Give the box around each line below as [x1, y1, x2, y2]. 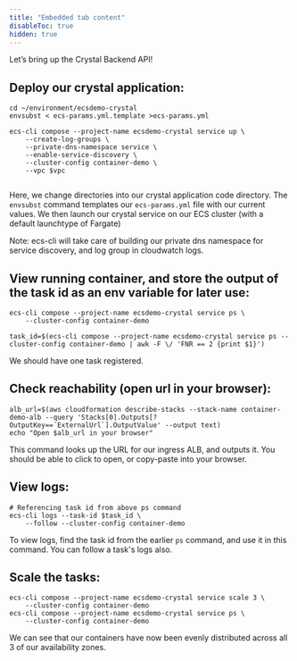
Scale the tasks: [9, 570, 101, 585]
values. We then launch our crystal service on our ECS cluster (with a [9, 209, 264, 220]
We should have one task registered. [9, 356, 144, 366]
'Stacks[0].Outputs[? [77, 413, 158, 422]
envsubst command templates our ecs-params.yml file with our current [9, 199, 266, 210]
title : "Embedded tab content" [9, 13, 126, 22]
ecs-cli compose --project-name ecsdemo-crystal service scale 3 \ [9, 593, 266, 603]
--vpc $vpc [25, 166, 66, 175]
